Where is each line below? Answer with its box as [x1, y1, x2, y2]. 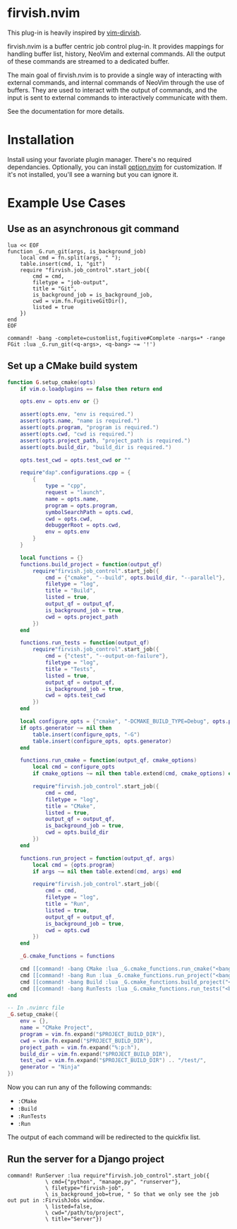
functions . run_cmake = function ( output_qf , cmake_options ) [20, 757, 197, 764]
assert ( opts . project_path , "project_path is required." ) [20, 437, 191, 444]
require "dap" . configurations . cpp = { [20, 469, 131, 477]
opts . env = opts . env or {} [20, 398, 99, 405]
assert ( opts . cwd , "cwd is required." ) [20, 430, 134, 438]
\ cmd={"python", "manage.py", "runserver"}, [44, 1178, 181, 1185]
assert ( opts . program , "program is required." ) [20, 424, 159, 431]
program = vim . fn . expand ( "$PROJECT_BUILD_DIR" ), [20, 1030, 166, 1037]
